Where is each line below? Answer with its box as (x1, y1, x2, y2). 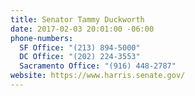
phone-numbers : (10, 33, 74, 43)
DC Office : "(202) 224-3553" (19, 52, 141, 62)
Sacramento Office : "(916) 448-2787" (19, 61, 177, 71)
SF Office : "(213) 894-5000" (19, 42, 141, 53)
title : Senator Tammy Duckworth (10, 14, 145, 25)
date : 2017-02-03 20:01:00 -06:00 (10, 24, 155, 34)
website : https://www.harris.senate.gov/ (10, 71, 186, 81)
